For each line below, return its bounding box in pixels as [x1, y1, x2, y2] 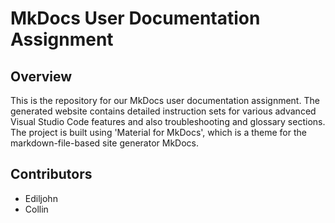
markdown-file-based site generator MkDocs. [10, 137, 199, 149]
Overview [10, 68, 73, 85]
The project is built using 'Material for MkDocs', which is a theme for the [10, 127, 307, 138]
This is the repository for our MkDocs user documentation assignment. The [10, 95, 320, 106]
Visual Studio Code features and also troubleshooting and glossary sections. [10, 116, 326, 127]
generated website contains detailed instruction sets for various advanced [10, 105, 317, 117]
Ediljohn [24, 192, 58, 204]
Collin [24, 203, 49, 215]
